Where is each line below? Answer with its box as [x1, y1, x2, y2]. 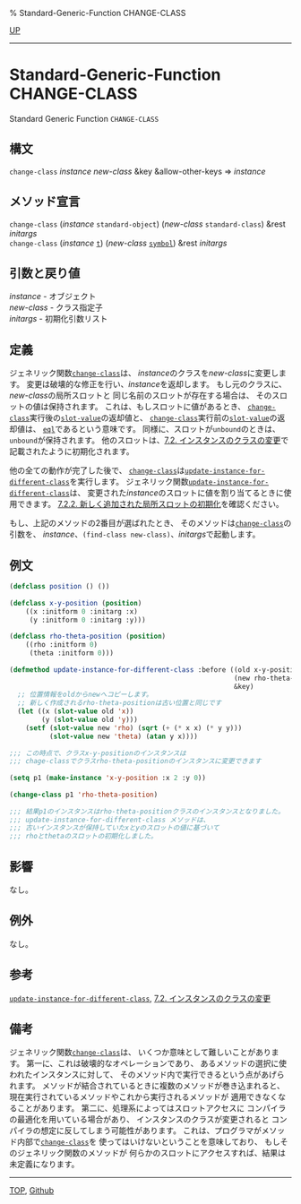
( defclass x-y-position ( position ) [9, 598, 142, 607]
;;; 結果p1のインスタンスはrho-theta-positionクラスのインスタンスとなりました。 [9, 806, 285, 816]
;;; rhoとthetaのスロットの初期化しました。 [9, 832, 159, 841]
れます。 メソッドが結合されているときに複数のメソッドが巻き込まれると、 [9, 1080, 285, 1091]
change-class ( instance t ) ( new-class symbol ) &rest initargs [9, 237, 228, 248]
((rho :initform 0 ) [25, 641, 99, 649]
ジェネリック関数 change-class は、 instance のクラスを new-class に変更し [9, 367, 279, 379]
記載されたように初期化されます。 [9, 446, 134, 457]
